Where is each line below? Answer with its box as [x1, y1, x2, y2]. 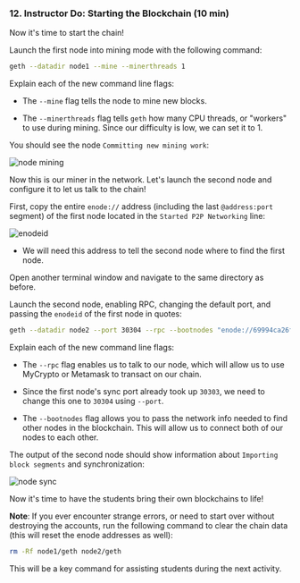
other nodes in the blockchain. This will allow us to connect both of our [21, 423, 284, 434]
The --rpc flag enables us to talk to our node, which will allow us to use [21, 359, 285, 370]
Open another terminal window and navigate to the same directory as [9, 272, 264, 283]
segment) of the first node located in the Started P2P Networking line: [9, 211, 266, 222]
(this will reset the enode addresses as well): [9, 530, 173, 541]
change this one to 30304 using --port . [21, 396, 164, 407]
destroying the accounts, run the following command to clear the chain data [9, 520, 288, 531]
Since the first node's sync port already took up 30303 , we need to [21, 386, 265, 397]
